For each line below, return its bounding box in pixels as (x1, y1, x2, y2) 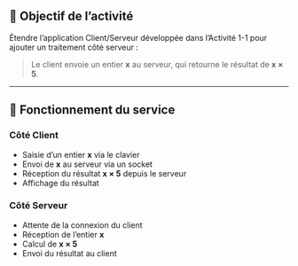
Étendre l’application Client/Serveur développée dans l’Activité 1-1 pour (9, 32, 268, 43)
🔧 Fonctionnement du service (9, 103, 176, 118)
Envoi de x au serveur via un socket (21, 159, 153, 169)
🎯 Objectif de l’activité (9, 9, 134, 24)
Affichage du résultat (21, 177, 99, 188)
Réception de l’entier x (21, 229, 105, 239)
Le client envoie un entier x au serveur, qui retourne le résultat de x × (30, 59, 284, 69)
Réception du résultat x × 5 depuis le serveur (21, 168, 187, 178)
